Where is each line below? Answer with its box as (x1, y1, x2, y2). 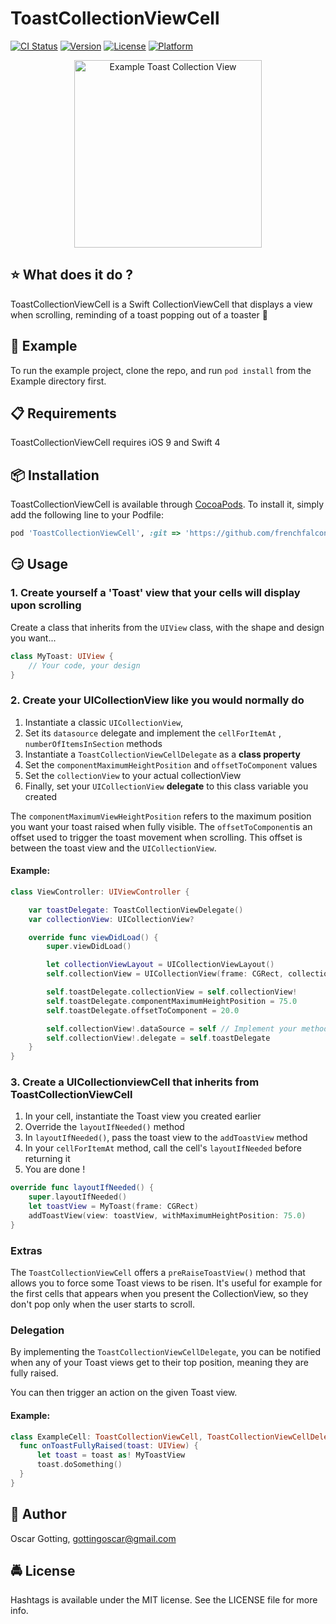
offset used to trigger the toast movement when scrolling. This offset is (10, 831, 303, 843)
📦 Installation (10, 467, 100, 484)
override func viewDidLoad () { (28, 932, 159, 942)
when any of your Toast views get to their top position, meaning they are (10, 1357, 309, 1369)
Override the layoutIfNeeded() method (24, 1121, 185, 1133)
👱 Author (10, 1506, 67, 1523)
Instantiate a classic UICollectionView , (24, 716, 184, 728)
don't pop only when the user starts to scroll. (10, 1298, 196, 1311)
